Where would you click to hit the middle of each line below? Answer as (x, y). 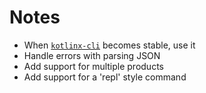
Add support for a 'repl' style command (105, 77)
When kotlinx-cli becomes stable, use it (109, 45)
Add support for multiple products (93, 66)
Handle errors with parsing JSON (92, 55)
